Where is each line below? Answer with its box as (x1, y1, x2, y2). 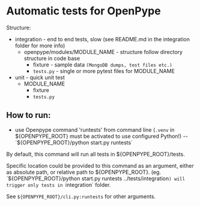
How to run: (6, 110, 51, 120)
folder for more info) (14, 42, 65, 49)
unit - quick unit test (14, 74, 65, 81)
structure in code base (23, 54, 80, 62)
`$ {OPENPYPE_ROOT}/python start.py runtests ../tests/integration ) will (6, 175, 185, 182)
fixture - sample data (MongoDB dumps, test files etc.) (32, 61, 172, 68)
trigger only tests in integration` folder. (6, 181, 111, 188)
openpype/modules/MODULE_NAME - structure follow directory (23, 48, 183, 55)
